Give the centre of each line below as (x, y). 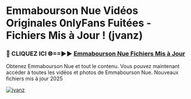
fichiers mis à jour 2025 (34, 79)
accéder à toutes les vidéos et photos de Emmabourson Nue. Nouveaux (92, 73)
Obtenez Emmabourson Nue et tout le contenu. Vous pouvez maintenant (93, 66)
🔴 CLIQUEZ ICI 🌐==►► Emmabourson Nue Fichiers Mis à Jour (95, 54)
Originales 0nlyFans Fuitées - (79, 23)
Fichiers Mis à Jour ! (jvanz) (75, 36)
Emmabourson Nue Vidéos (72, 11)
